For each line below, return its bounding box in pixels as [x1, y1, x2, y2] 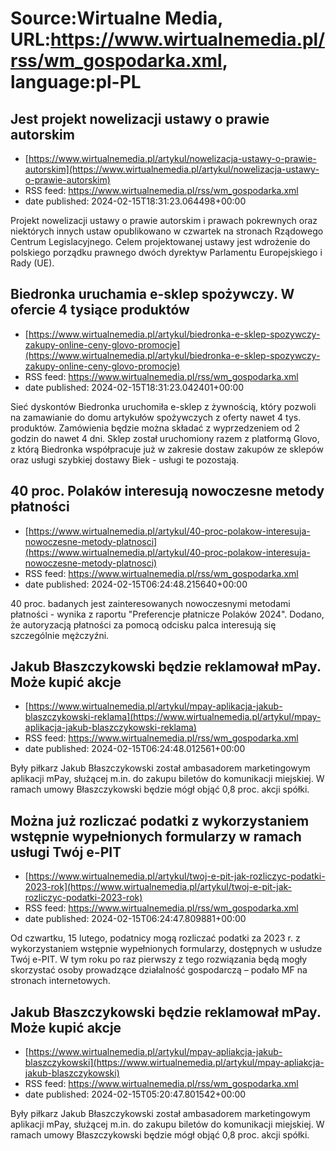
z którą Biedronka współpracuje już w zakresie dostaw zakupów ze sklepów [10, 443, 324, 455]
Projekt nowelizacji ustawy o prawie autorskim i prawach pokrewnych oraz [10, 215, 318, 226]
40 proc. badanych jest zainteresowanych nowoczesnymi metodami [10, 597, 291, 609]
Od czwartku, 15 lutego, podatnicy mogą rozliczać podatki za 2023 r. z [10, 932, 301, 944]
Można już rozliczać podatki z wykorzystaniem [10, 812, 310, 829]
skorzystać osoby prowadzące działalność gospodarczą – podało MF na [10, 964, 308, 976]
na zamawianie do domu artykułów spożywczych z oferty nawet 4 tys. [10, 411, 302, 423]
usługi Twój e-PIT [10, 843, 122, 861]
